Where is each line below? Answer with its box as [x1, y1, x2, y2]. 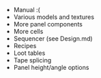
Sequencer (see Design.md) [13, 35, 93, 43]
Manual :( [13, 6, 41, 14]
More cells [13, 27, 44, 35]
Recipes [13, 42, 37, 50]
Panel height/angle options [13, 64, 89, 71]
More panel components [13, 20, 83, 28]
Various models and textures [13, 13, 94, 21]
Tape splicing [13, 56, 52, 64]
